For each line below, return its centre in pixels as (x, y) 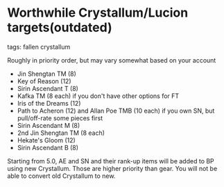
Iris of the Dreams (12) (49, 103)
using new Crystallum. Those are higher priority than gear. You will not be (112, 168)
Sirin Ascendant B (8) (48, 147)
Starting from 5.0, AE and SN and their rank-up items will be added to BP (111, 161)
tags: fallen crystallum (39, 47)
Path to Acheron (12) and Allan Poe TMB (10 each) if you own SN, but (116, 111)
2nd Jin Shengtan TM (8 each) (61, 133)
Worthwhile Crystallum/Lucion (98, 13)
